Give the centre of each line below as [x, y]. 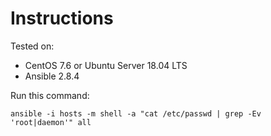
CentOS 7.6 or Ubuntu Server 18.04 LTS [106, 65]
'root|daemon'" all [51, 122]
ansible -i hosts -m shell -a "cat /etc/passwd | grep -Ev [136, 113]
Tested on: [32, 46]
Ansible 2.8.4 [52, 76]
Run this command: [50, 95]
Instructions [62, 18]
